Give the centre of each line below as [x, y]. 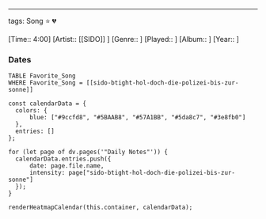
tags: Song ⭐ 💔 [32, 21]
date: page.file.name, [66, 166]
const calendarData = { [47, 104]
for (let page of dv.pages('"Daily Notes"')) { [88, 152]
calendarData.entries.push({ [63, 159]
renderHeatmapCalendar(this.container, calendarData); [101, 208]
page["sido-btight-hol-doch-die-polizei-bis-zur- [152, 173]
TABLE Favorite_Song [42, 76]
